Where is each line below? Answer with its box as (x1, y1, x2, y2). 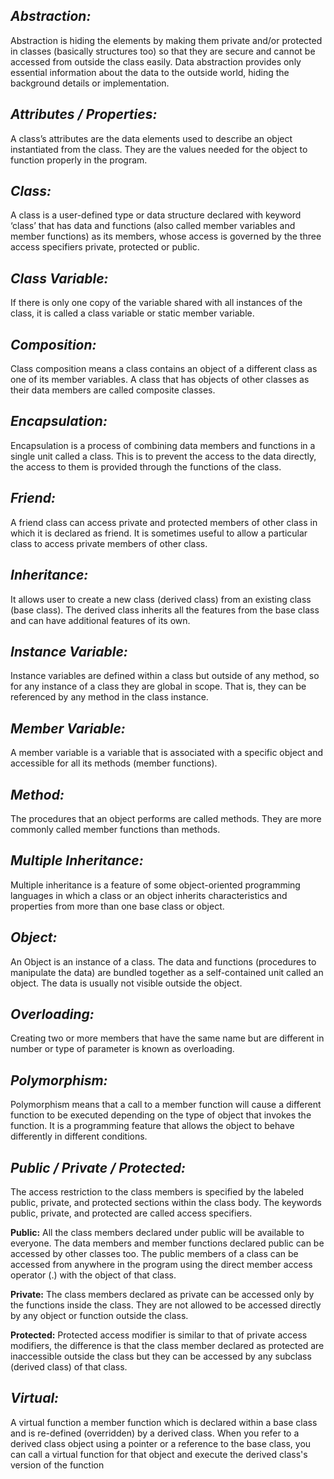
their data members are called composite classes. (10, 384, 216, 396)
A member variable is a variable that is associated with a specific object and (10, 747, 324, 759)
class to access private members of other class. (10, 537, 208, 549)
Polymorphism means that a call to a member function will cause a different (10, 1099, 322, 1111)
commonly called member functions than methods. (10, 823, 221, 835)
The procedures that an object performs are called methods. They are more (10, 812, 322, 824)
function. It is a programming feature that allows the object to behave (10, 1120, 295, 1132)
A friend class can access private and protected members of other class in (10, 516, 318, 528)
